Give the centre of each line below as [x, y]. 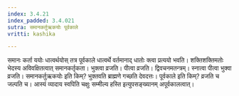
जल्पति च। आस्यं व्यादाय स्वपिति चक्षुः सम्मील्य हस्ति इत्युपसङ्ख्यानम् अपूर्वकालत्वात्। [101, 84]
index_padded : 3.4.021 [41, 21]
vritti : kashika [31, 34]
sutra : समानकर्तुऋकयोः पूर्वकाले [43, 27]
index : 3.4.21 [28, 14]
